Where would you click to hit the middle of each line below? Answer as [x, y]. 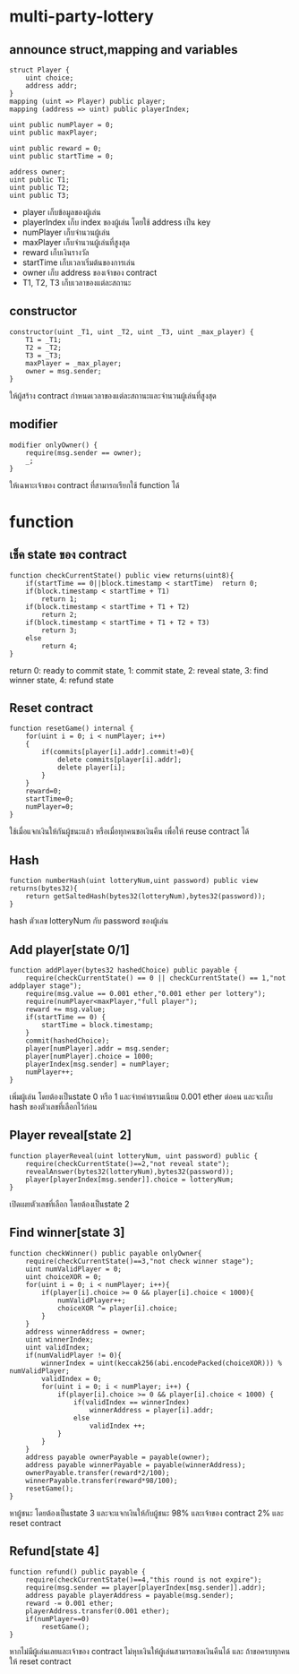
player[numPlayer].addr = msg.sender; [98, 1049]
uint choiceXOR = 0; [64, 1277]
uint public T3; [39, 195]
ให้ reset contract [40, 1661]
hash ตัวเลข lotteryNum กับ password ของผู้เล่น [89, 921]
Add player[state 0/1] [69, 950]
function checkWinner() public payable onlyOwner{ [106, 1253]
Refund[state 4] [55, 1551]
